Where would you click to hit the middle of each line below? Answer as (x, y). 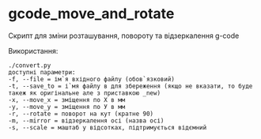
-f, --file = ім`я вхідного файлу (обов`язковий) (92, 79)
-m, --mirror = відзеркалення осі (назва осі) (86, 120)
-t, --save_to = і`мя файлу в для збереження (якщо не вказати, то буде (130, 86)
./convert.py (30, 65)
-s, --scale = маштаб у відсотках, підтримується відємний (108, 127)
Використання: (33, 51)
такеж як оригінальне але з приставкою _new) (84, 93)
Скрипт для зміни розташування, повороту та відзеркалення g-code (124, 36)
